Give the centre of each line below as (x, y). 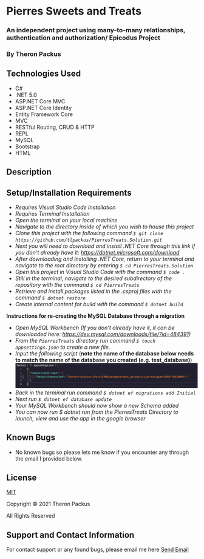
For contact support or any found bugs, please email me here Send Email (98, 550)
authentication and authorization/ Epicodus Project (83, 38)
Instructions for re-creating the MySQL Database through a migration (96, 316)
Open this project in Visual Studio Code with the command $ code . (100, 272)
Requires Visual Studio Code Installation (65, 207)
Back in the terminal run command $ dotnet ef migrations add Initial (105, 393)
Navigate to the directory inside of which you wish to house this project (104, 227)
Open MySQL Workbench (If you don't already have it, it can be (95, 328)
